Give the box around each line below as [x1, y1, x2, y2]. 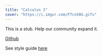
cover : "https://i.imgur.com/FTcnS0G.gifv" [5, 12, 97, 17]
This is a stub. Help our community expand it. [5, 25, 99, 31]
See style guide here [5, 45, 48, 51]
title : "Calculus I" [5, 7, 48, 12]
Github [5, 35, 19, 41]
